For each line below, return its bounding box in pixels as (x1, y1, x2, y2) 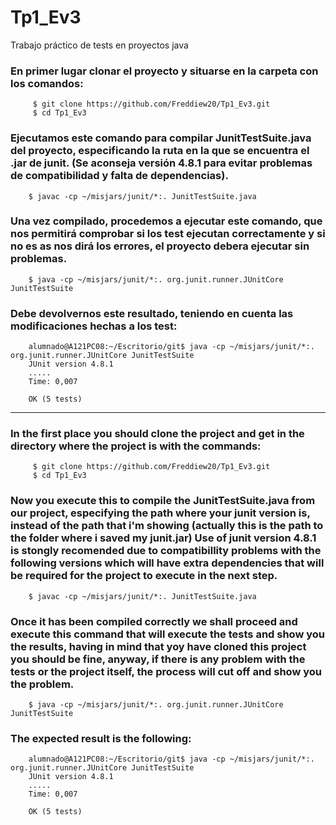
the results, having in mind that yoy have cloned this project (10, 639, 307, 653)
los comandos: (10, 76, 84, 90)
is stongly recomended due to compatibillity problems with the (10, 544, 322, 558)
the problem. (10, 677, 75, 691)
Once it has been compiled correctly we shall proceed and (10, 614, 298, 628)
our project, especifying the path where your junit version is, (10, 506, 311, 520)
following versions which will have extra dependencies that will (10, 556, 325, 570)
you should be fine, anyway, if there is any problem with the (10, 652, 306, 666)
